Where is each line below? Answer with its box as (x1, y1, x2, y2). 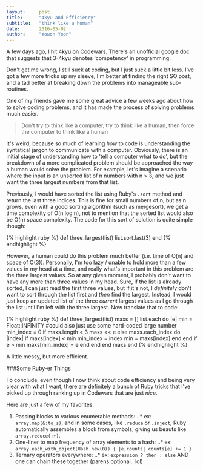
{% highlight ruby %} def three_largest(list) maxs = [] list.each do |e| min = (6, 315, 193, 323)
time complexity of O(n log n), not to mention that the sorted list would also (6, 209, 194, 217)
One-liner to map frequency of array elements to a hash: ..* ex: (15, 438, 173, 446)
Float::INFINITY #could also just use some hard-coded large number (6, 322, 177, 329)
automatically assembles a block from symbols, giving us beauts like (15, 426, 187, 433)
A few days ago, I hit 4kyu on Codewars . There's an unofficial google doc (6, 48, 190, 55)
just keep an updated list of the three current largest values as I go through (6, 297, 193, 305)
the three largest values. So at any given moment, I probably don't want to (6, 272, 191, 279)
